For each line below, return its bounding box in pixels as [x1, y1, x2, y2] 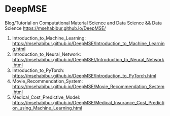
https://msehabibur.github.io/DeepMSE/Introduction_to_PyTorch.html [12, 72, 157, 79]
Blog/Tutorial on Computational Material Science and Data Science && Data [5, 20, 162, 26]
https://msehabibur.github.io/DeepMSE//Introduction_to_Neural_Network [12, 56, 164, 62]
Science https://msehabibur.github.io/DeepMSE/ [5, 25, 106, 31]
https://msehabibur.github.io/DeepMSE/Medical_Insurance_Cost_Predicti [12, 99, 164, 105]
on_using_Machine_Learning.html [12, 105, 82, 111]
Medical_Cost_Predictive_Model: [12, 94, 81, 100]
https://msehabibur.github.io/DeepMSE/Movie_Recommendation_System [12, 83, 165, 89]
